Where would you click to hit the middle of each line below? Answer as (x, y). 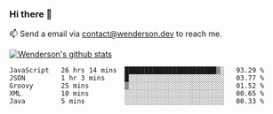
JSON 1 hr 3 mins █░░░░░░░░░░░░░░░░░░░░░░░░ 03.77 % (137, 79)
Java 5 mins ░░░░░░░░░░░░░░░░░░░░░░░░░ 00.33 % (137, 102)
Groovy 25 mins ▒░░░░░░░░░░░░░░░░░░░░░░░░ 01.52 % (137, 86)
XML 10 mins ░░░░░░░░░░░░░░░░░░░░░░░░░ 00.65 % (137, 94)
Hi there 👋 (31, 14)
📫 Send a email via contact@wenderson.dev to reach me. (116, 34)
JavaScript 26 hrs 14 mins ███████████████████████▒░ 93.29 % (137, 71)
